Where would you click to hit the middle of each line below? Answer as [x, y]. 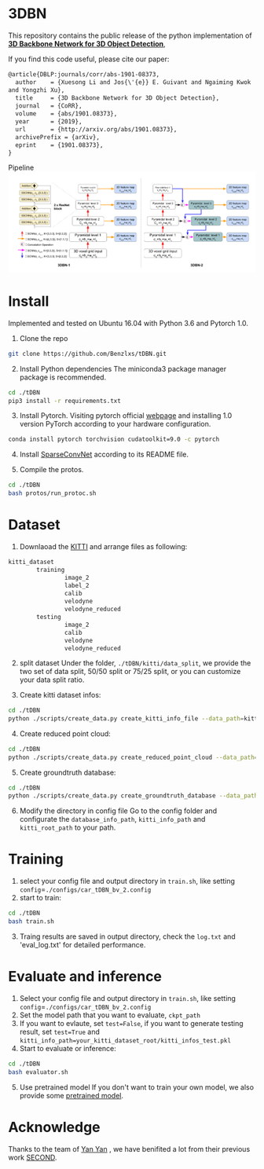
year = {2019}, [49, 121]
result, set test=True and [59, 1032]
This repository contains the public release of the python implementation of [130, 35]
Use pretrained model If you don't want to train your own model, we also [136, 1087]
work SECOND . [33, 1157]
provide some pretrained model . [71, 1095]
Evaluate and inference [85, 977]
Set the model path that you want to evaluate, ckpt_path [110, 1015]
